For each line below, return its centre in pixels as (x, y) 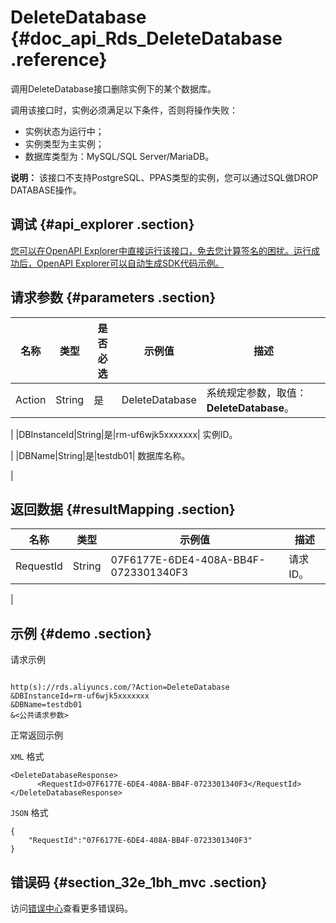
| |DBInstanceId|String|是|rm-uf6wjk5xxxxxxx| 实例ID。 (124, 434)
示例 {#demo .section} (81, 633)
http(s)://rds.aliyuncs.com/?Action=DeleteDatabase (120, 687)
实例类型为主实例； (64, 143)
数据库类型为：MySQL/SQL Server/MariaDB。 (119, 156)
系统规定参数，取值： (256, 393)
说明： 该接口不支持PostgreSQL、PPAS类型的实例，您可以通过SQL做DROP (164, 177)
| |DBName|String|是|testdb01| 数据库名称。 (100, 455)
